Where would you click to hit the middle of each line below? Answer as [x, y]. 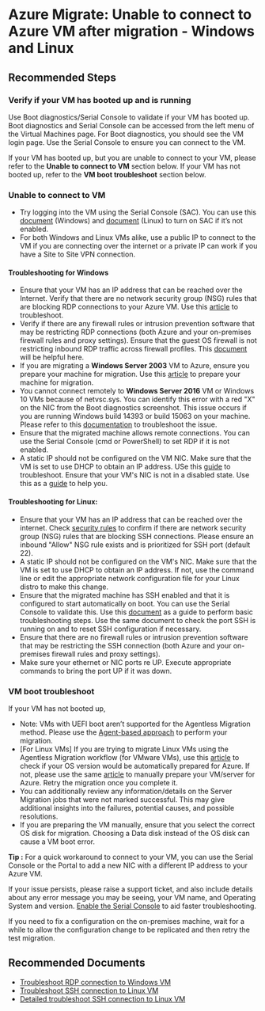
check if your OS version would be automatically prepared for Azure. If [135, 766]
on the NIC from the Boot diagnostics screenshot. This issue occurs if [133, 408]
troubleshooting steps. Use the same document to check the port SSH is [138, 620]
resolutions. [39, 816]
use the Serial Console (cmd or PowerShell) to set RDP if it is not [125, 442]
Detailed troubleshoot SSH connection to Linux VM [102, 998]
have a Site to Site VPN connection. [78, 254]
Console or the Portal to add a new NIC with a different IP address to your [128, 865]
